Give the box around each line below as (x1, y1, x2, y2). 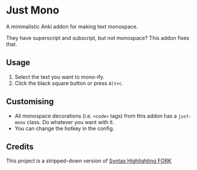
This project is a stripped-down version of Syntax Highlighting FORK (6, 157, 172, 165)
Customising (6, 96, 54, 106)
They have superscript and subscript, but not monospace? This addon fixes (6, 34, 189, 41)
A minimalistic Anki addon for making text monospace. (6, 23, 138, 30)
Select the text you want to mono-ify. (14, 73, 105, 80)
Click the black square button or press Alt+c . (14, 79, 123, 86)
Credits (6, 142, 34, 152)
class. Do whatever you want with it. (26, 118, 115, 125)
